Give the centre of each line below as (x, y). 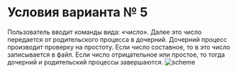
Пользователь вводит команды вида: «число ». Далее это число (105, 32)
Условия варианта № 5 (78, 12)
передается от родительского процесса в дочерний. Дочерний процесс (117, 39)
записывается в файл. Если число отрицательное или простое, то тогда (116, 55)
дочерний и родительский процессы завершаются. (86, 62)
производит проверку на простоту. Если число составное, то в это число (119, 47)
